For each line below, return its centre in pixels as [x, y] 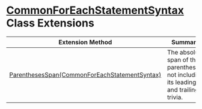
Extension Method [85, 42]
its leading [182, 82]
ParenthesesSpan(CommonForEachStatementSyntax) [85, 74]
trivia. [175, 97]
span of [178, 59]
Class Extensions [50, 23]
